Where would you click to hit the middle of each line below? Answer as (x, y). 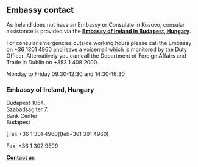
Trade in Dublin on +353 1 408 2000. (52, 62)
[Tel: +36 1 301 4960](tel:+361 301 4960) (58, 134)
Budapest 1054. (26, 103)
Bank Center (22, 116)
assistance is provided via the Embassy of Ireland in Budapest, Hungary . (99, 31)
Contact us (21, 158)
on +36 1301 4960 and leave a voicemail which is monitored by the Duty (97, 49)
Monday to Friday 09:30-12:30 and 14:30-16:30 (66, 74)
